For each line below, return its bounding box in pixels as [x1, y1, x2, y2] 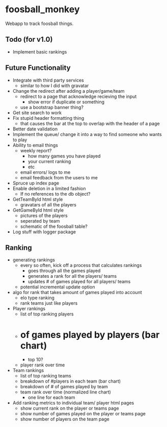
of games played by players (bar [20, 329, 160, 340]
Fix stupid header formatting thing [12, 115, 85, 121]
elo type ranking [20, 295, 55, 301]
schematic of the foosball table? [20, 223, 88, 229]
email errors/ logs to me [20, 169, 71, 175]
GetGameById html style [12, 207, 64, 213]
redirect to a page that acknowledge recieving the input [20, 93, 137, 99]
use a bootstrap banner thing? [20, 104, 84, 110]
